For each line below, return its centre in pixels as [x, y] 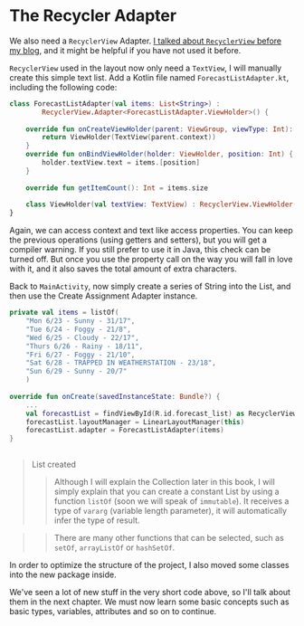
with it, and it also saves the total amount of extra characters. [123, 269]
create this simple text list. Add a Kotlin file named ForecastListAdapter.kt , [149, 77]
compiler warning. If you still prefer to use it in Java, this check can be [140, 250]
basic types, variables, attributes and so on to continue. [113, 612]
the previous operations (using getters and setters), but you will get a [138, 240]
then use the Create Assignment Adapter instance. [104, 296]
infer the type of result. [97, 520]
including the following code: [63, 87]
